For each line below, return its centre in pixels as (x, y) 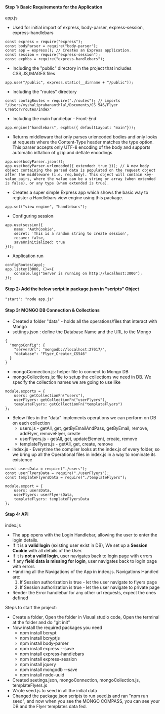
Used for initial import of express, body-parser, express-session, (78, 28)
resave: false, (30, 238)
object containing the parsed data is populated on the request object (80, 171)
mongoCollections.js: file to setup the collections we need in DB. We (82, 377)
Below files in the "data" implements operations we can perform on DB (84, 417)
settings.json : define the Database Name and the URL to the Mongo (82, 332)
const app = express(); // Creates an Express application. (68, 50)
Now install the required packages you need (57, 627)
